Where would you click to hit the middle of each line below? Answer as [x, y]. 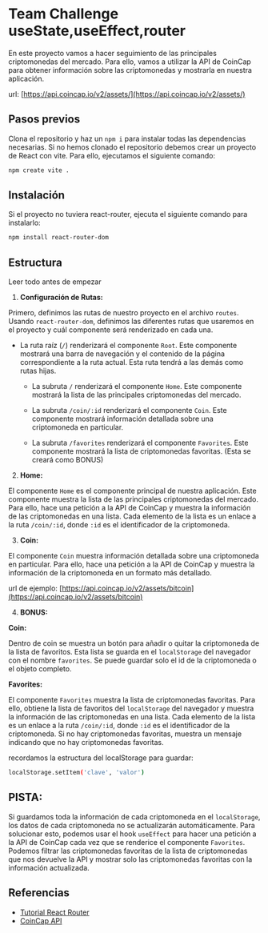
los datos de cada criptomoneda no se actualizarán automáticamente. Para [132, 825]
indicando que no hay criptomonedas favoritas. [86, 743]
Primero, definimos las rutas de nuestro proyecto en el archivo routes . [124, 313]
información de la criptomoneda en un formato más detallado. [110, 573]
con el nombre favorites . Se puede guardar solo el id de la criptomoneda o [133, 660]
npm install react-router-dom [59, 238]
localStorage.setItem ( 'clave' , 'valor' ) [77, 773]
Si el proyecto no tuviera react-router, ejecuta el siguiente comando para [128, 214]
